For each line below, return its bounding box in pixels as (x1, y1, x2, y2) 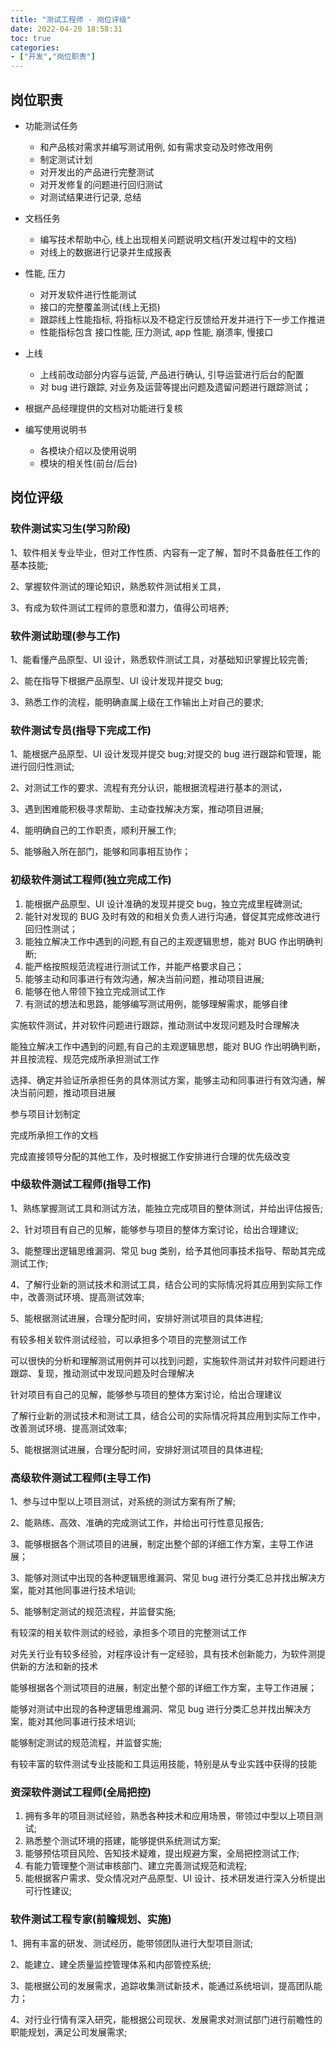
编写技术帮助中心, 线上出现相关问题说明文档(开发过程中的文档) (39, 233, 297, 245)
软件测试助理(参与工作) (10, 629, 121, 643)
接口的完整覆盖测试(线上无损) (39, 301, 161, 313)
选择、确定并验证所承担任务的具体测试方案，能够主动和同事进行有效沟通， (10, 1074, 317, 1086)
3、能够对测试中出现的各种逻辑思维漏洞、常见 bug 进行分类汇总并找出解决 (10, 1572, 317, 1584)
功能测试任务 (24, 119, 78, 131)
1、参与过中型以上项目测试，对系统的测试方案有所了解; (10, 1496, 236, 1508)
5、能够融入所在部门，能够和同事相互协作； (10, 846, 192, 858)
